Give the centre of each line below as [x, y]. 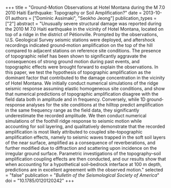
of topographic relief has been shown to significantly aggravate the [76, 56]
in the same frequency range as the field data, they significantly [72, 110]
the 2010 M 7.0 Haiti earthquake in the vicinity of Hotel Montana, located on [84, 29]
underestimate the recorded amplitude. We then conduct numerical [76, 116]
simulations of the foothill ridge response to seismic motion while [74, 121]
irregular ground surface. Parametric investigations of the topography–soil [83, 153]
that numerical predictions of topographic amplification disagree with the [82, 94]
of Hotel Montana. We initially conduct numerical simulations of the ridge [82, 83]
